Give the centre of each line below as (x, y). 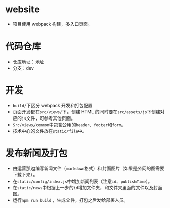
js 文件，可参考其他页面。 (48, 118)
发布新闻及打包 (37, 153)
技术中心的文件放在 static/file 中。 (50, 131)
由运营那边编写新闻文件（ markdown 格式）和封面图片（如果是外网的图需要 (89, 168)
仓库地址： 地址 (28, 62)
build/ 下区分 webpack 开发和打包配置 (53, 105)
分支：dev (23, 68)
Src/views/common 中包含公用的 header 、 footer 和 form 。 (69, 124)
